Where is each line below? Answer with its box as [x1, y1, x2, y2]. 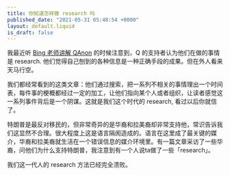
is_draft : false [7, 29, 53, 36]
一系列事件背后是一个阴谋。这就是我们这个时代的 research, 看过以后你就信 [7, 97, 217, 106]
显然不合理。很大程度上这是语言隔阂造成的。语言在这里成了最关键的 [18, 129, 211, 137]
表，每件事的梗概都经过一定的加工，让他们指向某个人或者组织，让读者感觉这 [7, 89, 223, 97]
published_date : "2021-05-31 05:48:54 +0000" [7, 16, 139, 23]
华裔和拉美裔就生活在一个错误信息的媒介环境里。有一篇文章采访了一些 [18, 137, 217, 146]
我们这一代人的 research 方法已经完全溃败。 [7, 161, 131, 169]
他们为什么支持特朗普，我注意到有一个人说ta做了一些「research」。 [25, 146, 214, 154]
